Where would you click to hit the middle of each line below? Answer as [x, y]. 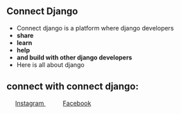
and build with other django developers [74, 57]
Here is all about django [50, 64]
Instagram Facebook [53, 103]
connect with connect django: [73, 87]
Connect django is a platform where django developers [95, 28]
